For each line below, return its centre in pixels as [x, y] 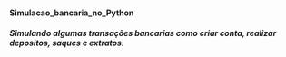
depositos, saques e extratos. [67, 43]
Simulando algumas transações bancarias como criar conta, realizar [143, 33]
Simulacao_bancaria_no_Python [72, 13]
